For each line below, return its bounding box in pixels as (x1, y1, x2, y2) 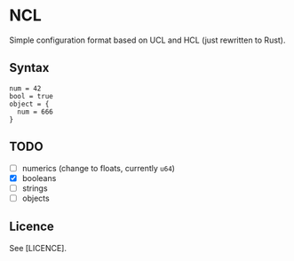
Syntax (9, 60, 50, 75)
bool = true (9, 91, 53, 100)
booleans (21, 172, 57, 183)
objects (21, 193, 51, 203)
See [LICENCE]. (9, 242, 67, 253)
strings (21, 183, 48, 194)
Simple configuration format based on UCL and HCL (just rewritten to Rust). (9, 35, 286, 45)
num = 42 (9, 83, 42, 93)
